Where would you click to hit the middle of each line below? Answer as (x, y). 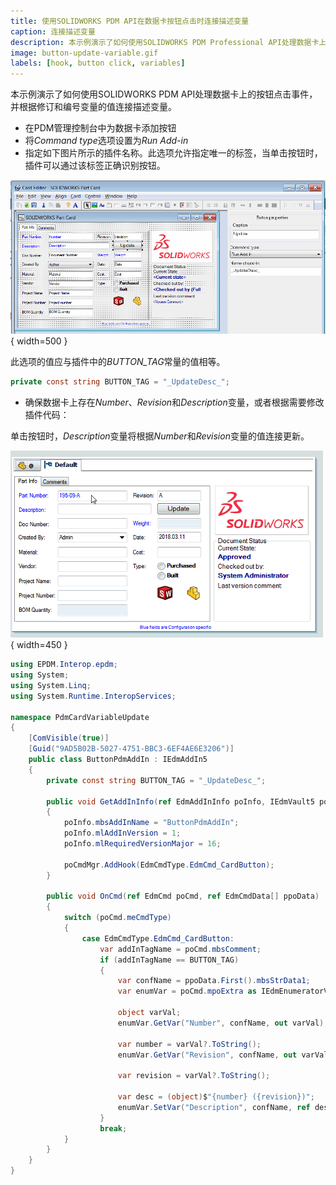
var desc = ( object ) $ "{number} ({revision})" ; (216, 1097)
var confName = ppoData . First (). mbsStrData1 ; (214, 981)
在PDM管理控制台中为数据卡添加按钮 (100, 128)
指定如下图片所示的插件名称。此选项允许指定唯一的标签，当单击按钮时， (173, 153)
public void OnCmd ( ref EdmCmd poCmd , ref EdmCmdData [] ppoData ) (183, 896)
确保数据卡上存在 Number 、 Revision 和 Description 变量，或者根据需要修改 (174, 402)
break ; (113, 1128)
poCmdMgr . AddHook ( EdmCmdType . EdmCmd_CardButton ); (169, 865)
